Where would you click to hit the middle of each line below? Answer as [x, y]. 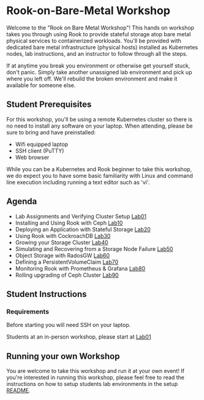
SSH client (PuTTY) [40, 150]
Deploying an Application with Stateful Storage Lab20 [83, 229]
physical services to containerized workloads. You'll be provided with [94, 40]
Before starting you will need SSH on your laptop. [69, 325]
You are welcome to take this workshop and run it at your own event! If [96, 371]
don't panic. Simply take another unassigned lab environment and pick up [99, 72]
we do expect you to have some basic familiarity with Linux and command [100, 175]
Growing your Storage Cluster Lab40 [62, 242]
